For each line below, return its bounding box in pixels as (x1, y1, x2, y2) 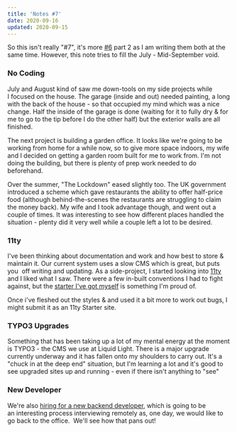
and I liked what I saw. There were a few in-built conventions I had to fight (7, 274, 224, 283)
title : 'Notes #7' (7, 10, 62, 18)
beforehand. (7, 166, 44, 175)
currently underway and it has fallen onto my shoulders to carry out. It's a (7, 352, 222, 361)
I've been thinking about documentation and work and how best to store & (7, 252, 224, 260)
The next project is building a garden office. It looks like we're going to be (7, 136, 223, 144)
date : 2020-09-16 (7, 17, 59, 24)
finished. (7, 122, 33, 131)
